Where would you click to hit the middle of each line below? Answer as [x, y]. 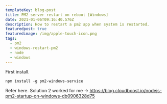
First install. [17, 72]
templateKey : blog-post [31, 10]
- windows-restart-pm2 [34, 48]
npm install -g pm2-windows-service [44, 81]
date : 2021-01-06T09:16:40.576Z [40, 19]
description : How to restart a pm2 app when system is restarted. [77, 24]
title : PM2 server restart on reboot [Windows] [57, 15]
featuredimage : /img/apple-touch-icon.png [51, 34]
